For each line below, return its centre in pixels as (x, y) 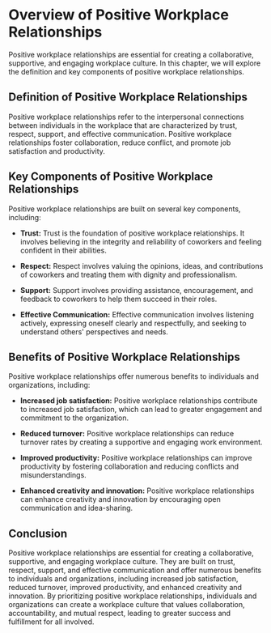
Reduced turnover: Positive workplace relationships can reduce (127, 434)
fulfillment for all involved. (51, 622)
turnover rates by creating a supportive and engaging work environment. (141, 442)
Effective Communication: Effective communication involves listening (137, 314)
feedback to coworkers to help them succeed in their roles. (119, 299)
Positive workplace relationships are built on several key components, (125, 209)
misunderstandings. (53, 475)
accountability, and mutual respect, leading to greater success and (120, 614)
